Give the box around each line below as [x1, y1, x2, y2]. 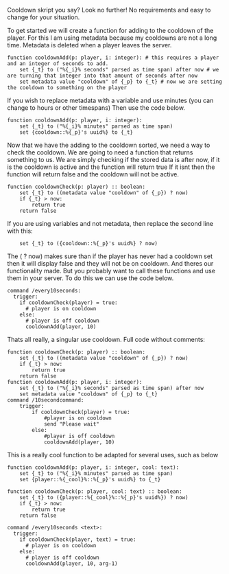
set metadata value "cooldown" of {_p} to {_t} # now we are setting [19, 78, 223, 85]
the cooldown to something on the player [7, 84, 128, 91]
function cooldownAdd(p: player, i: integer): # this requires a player [7, 54, 219, 61]
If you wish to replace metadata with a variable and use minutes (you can [7, 96, 214, 104]
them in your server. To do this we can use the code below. [7, 274, 174, 282]
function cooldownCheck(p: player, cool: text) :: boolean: [7, 488, 183, 495]
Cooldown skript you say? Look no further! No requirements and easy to [7, 6, 211, 14]
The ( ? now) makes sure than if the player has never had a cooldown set [7, 252, 213, 260]
